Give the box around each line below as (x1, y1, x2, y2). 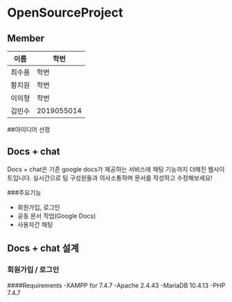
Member (7, 32, 45, 44)
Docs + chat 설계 (7, 243, 80, 254)
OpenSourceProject (7, 5, 123, 21)
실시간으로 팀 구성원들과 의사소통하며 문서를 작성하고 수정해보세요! (33, 173, 213, 182)
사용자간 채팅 (17, 220, 53, 229)
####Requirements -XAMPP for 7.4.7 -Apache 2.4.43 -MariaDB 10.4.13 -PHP (7, 281, 226, 290)
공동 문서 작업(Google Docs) (17, 211, 96, 220)
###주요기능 (7, 188, 42, 196)
